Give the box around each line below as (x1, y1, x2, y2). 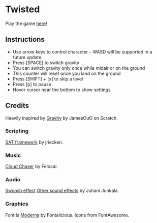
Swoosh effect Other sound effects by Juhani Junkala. (5, 187, 119, 194)
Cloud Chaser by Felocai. (5, 163, 58, 170)
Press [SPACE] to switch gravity (12, 60, 80, 66)
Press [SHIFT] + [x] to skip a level (12, 75, 83, 82)
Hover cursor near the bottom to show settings (12, 87, 111, 93)
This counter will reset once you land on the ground (12, 70, 121, 76)
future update (12, 54, 42, 60)
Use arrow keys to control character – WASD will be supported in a (12, 48, 152, 54)
